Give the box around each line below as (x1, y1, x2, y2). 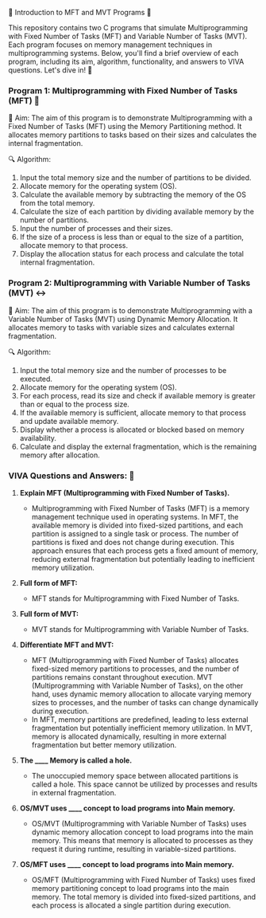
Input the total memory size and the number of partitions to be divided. (19, 173, 252, 182)
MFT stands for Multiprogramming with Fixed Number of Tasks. (31, 594, 240, 603)
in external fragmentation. (31, 787, 117, 797)
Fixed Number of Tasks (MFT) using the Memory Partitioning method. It (8, 122, 242, 131)
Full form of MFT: (19, 578, 78, 587)
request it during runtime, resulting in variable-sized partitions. (31, 844, 237, 853)
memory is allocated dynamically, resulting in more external (31, 732, 227, 741)
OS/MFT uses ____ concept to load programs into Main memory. (19, 859, 234, 869)
